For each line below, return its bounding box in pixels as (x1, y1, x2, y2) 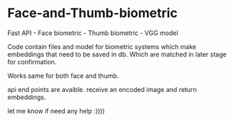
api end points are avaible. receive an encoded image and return (7, 85, 198, 93)
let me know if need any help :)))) (7, 106, 106, 115)
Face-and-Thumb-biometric (7, 5, 178, 21)
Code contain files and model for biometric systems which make (7, 42, 197, 51)
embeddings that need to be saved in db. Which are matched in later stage (7, 50, 227, 59)
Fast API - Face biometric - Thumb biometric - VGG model (7, 29, 178, 37)
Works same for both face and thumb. (7, 71, 119, 80)
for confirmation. (7, 57, 57, 66)
